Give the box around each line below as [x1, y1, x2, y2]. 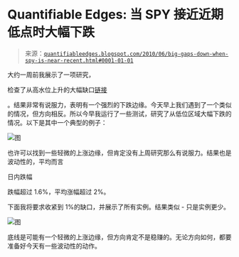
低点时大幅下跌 [7, 24, 95, 40]
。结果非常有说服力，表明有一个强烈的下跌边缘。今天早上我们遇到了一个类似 [7, 100, 232, 109]
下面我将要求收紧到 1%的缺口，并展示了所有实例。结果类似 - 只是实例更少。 [7, 202, 230, 211]
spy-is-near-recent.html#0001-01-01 [24, 57, 134, 64]
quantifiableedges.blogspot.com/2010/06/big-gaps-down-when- [43, 50, 229, 58]
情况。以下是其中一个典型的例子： [7, 118, 107, 126]
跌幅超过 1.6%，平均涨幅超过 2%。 [7, 187, 110, 196]
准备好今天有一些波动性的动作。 [7, 241, 101, 250]
